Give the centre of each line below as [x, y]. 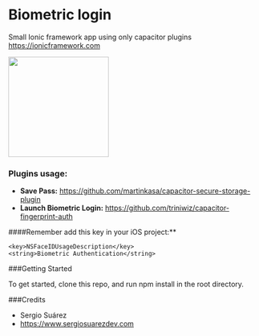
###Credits [27, 300]
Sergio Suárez [43, 315]
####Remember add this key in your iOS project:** [92, 232]
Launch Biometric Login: [62, 208]
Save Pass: [39, 191]
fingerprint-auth [47, 217]
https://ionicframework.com [54, 45]
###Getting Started [40, 269]
